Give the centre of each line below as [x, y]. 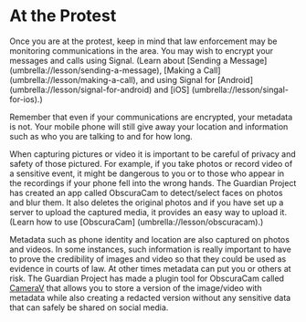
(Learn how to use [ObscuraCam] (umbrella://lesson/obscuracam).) [137, 222]
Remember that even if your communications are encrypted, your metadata [151, 117]
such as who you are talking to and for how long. [101, 136]
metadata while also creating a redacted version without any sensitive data [150, 297]
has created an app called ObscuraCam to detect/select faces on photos [146, 192]
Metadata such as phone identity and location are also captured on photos [150, 239]
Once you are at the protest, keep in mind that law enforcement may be [143, 41]
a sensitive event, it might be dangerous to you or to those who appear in [147, 173]
